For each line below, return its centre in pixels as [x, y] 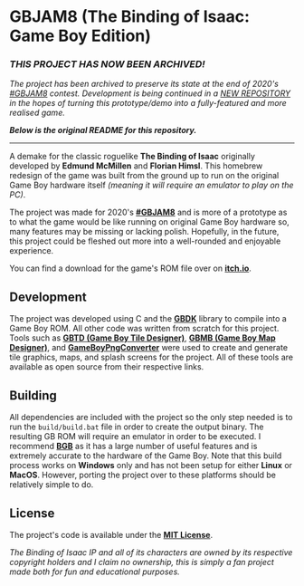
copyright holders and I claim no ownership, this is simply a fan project [142, 562]
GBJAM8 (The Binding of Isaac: [130, 17]
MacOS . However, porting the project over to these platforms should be [143, 475]
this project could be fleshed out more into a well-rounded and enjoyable [145, 241]
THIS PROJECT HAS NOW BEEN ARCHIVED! [107, 64]
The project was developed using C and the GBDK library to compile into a [148, 319]
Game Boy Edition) [81, 36]
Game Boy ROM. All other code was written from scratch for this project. [144, 329]
